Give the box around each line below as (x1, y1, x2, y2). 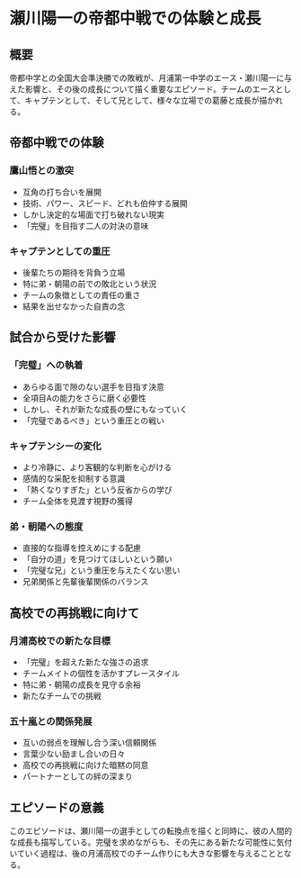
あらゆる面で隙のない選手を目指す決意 (22, 381, 164, 392)
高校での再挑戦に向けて (9, 605, 139, 620)
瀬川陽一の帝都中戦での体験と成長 (9, 8, 262, 29)
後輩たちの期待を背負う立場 (22, 267, 126, 277)
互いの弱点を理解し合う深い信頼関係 (22, 738, 157, 748)
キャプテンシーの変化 (9, 439, 102, 452)
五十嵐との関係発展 (9, 715, 93, 728)
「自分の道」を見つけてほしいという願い (22, 554, 173, 565)
